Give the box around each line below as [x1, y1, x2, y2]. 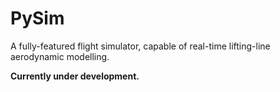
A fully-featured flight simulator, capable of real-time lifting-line [10, 40, 271, 52]
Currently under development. [10, 70, 140, 82]
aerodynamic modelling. [10, 50, 110, 62]
